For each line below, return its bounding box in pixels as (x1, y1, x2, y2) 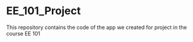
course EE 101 (6, 30, 41, 37)
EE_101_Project (6, 4, 81, 18)
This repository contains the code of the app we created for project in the (6, 24, 187, 31)
